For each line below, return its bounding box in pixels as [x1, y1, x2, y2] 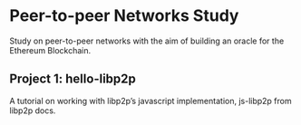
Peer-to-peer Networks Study [9, 5, 239, 26]
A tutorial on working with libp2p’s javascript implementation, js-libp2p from [9, 95, 292, 106]
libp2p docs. [9, 105, 56, 116]
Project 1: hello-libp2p [9, 72, 136, 87]
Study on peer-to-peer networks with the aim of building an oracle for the [9, 35, 285, 46]
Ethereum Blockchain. [9, 44, 92, 55]
